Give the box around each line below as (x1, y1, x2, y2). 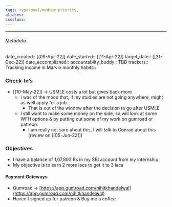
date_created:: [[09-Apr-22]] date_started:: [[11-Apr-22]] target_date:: (5, 53, 152, 59)
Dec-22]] (5, 59, 25, 65)
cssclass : (5, 17, 27, 22)
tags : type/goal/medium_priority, (5, 7, 79, 13)
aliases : (5, 12, 24, 17)
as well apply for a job (20, 99, 67, 105)
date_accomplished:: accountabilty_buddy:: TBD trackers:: (25, 59, 148, 65)
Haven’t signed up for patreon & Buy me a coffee (12, 196, 116, 202)
